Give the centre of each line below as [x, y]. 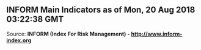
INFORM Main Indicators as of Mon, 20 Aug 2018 [101, 10]
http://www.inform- [157, 34]
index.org [19, 40]
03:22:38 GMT [35, 20]
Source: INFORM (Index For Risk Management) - [68, 34]
